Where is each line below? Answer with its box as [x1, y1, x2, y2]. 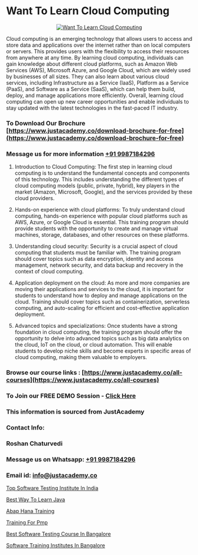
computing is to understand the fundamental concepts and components [14, 170, 190, 177]
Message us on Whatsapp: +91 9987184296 [6, 455, 136, 463]
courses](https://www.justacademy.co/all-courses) [6, 376, 160, 384]
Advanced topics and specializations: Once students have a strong [14, 322, 177, 330]
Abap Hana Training [6, 507, 55, 514]
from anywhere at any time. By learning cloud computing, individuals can [6, 54, 184, 61]
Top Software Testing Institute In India [6, 484, 99, 492]
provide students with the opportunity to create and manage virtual [14, 225, 178, 232]
